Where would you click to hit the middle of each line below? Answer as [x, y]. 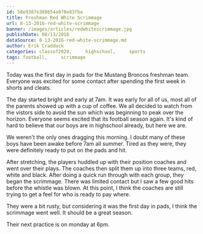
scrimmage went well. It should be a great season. [69, 212]
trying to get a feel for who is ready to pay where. [69, 194]
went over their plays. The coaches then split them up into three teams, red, [101, 168]
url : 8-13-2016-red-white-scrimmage [53, 23]
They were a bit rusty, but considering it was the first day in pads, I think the [102, 206]
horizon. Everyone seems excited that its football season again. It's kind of [100, 119]
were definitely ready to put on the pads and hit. [67, 150]
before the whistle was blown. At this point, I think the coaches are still [95, 188]
